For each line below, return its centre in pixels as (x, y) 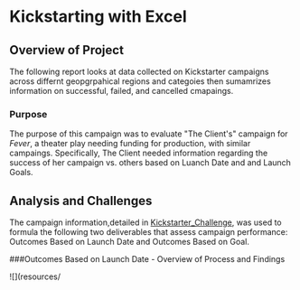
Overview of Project (67, 50)
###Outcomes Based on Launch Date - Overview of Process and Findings (147, 259)
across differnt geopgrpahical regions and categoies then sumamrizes (140, 81)
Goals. (21, 173)
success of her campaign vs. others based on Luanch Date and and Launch (150, 163)
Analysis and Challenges (81, 201)
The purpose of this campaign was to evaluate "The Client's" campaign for (149, 134)
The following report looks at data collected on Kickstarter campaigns (139, 71)
